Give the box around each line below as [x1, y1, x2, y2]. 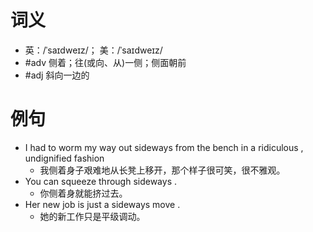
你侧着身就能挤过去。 [39, 187, 128, 199]
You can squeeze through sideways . [24, 175, 178, 187]
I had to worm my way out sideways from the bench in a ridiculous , [24, 141, 304, 153]
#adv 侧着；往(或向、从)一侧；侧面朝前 [24, 56, 187, 68]
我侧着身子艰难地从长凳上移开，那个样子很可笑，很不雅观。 [39, 164, 286, 176]
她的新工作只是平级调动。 [39, 210, 146, 222]
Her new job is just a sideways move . [24, 198, 181, 210]
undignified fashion [24, 152, 105, 164]
